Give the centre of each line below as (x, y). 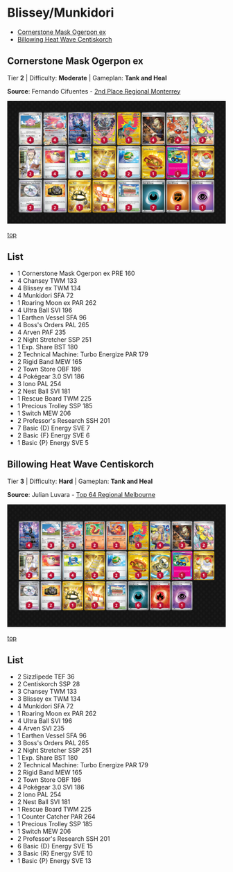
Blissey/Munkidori (61, 13)
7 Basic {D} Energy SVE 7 (53, 428)
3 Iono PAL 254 (39, 384)
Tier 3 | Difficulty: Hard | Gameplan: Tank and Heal (80, 481)
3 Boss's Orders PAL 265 (53, 743)
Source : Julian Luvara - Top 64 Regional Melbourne (81, 494)
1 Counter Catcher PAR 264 (56, 817)
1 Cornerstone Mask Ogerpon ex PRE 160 (76, 273)
